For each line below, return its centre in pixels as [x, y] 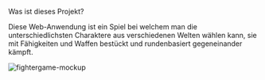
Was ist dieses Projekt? [46, 11]
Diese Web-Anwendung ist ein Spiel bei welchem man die [103, 27]
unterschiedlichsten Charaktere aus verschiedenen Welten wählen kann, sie [132, 35]
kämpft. [21, 52]
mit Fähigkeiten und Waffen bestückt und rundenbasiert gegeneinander [125, 44]
